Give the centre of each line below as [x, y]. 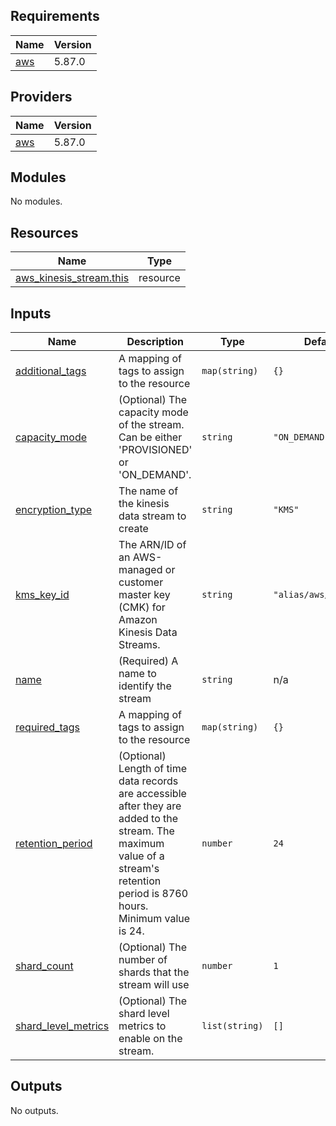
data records [148, 781]
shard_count [44, 966]
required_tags [47, 727]
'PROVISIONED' [155, 450]
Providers [41, 97]
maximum [141, 844]
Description [155, 342]
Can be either [150, 437]
